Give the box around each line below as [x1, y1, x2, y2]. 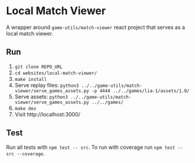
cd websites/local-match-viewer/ [14, 70, 97, 76]
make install [14, 76, 47, 82]
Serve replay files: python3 [14, 81, 79, 89]
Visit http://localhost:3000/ [14, 110, 81, 118]
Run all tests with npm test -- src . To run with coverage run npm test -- [6, 144, 183, 151]
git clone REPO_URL [14, 64, 63, 70]
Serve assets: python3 [14, 93, 68, 100]
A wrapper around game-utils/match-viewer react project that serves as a [6, 24, 185, 31]
